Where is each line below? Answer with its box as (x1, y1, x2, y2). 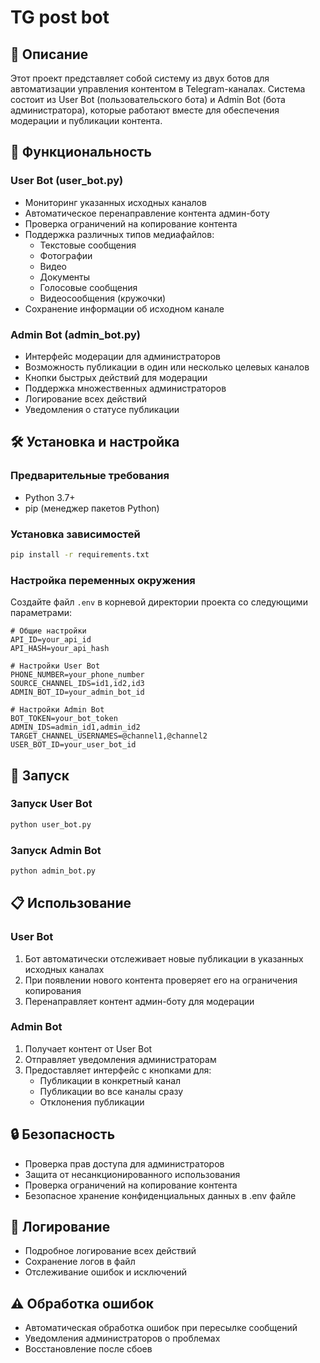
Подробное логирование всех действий (24, 1245, 197, 1257)
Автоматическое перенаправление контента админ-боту (24, 207, 270, 219)
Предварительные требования (10, 469, 170, 483)
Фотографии (39, 249, 93, 261)
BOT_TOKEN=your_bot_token (10, 714, 118, 724)
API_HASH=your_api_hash (10, 644, 110, 654)
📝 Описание (10, 46, 89, 63)
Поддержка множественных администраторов (24, 382, 227, 394)
